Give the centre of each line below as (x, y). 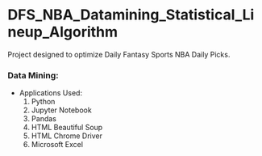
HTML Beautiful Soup (67, 128)
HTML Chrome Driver (67, 136)
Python (43, 102)
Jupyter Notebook (61, 110)
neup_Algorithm (63, 32)
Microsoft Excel (57, 145)
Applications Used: (50, 93)
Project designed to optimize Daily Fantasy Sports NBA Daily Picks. (119, 54)
